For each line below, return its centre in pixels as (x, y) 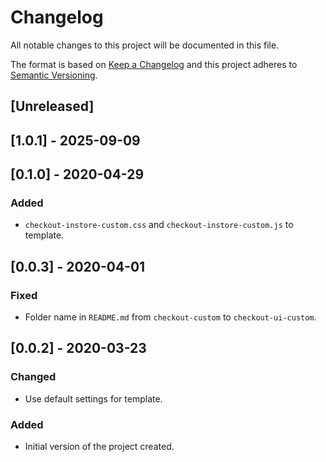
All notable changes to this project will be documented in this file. (145, 45)
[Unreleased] (52, 106)
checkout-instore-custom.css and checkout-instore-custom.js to (159, 225)
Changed (33, 377)
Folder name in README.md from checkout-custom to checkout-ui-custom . (170, 317)
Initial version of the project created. (99, 447)
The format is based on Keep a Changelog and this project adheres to (154, 64)
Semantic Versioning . (54, 75)
